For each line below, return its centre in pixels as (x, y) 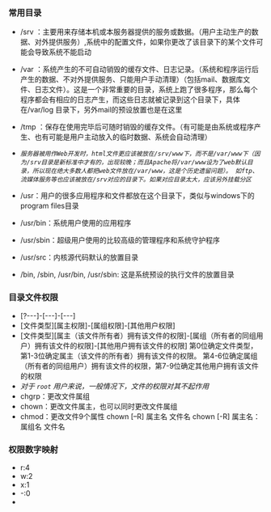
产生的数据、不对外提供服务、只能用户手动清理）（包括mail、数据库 (131, 79)
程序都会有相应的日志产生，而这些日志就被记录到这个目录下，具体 (130, 99)
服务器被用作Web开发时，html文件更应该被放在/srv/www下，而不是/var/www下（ (137, 154)
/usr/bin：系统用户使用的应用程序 (76, 223)
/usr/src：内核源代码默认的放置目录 (79, 257)
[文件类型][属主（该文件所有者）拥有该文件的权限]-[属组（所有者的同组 (138, 335)
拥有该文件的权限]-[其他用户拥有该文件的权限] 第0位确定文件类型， (146, 345)
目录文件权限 (34, 298)
